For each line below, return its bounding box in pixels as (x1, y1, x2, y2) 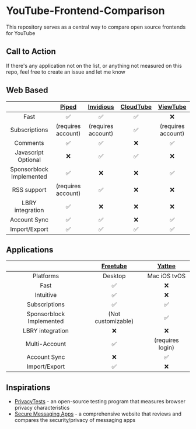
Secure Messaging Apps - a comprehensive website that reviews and (14, 410, 182, 417)
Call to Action (6, 47, 57, 57)
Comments (14, 139, 45, 147)
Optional (17, 155, 41, 164)
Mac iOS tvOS (147, 272, 186, 280)
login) (158, 344, 175, 352)
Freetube (101, 262, 127, 270)
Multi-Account (25, 340, 66, 348)
